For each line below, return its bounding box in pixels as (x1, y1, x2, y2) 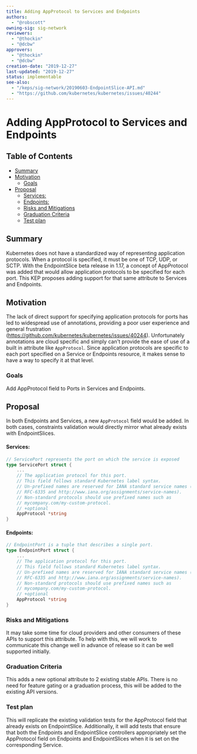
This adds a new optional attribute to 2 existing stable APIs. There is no (6, 676, 178, 683)
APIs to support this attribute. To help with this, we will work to (6, 635, 157, 643)
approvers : (6, 47, 33, 53)
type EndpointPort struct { (6, 547, 75, 553)
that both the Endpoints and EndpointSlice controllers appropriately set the (6, 729, 186, 736)
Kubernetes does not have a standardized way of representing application (6, 249, 185, 256)
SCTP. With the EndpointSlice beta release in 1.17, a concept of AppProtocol (6, 262, 189, 269)
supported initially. (6, 648, 51, 655)
